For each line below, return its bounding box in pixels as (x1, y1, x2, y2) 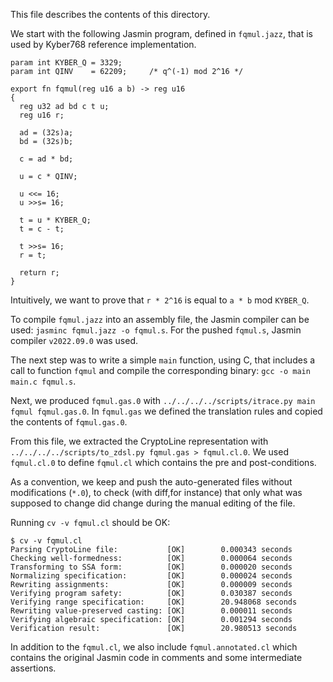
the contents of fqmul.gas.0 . (10, 416, 128, 428)
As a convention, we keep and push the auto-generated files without (10, 476, 293, 488)
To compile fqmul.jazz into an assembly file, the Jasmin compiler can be (10, 314, 310, 325)
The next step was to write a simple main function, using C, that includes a (10, 354, 316, 366)
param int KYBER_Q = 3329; (10, 58, 123, 68)
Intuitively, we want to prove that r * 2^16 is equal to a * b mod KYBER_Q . (10, 294, 310, 306)
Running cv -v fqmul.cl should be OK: (10, 517, 171, 528)
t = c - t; (19, 224, 65, 234)
